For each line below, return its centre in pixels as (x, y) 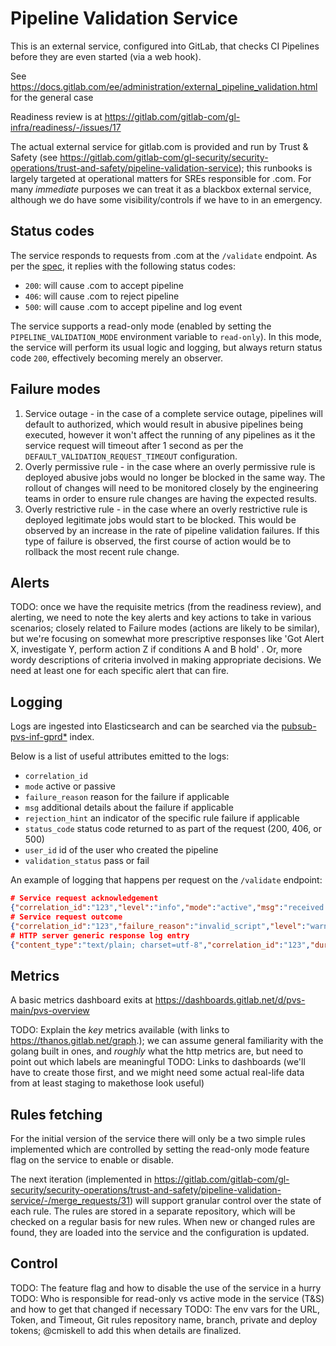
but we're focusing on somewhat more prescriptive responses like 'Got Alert (167, 639)
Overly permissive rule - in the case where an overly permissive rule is (170, 466)
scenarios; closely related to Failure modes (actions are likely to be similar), (165, 628)
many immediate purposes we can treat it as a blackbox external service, (161, 189)
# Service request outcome (66, 917)
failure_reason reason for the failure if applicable (127, 797)
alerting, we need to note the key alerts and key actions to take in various (161, 618)
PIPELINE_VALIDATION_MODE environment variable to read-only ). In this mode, (166, 336)
